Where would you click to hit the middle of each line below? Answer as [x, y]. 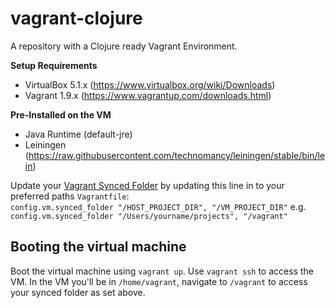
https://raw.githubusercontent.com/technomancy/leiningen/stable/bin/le [177, 155]
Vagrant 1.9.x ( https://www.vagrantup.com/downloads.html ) [148, 95]
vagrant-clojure [76, 18]
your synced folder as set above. [78, 292]
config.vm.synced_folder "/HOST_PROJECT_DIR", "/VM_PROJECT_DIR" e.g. [158, 206]
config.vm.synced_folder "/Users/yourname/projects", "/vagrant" [149, 216]
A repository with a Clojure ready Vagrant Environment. [124, 46]
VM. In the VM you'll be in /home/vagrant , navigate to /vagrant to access [159, 281]
